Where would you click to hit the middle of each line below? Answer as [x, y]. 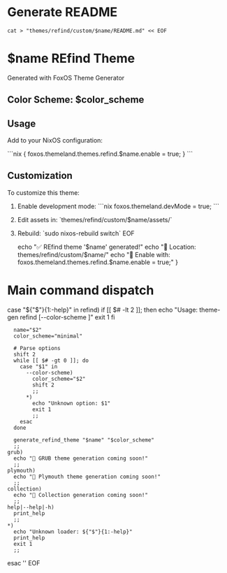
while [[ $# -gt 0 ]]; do [51, 361]
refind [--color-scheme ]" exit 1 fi [67, 317]
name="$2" [28, 330]
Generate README [62, 12]
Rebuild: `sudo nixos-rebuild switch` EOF [76, 233]
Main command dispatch [81, 290]
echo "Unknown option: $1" [72, 403]
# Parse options [37, 348]
